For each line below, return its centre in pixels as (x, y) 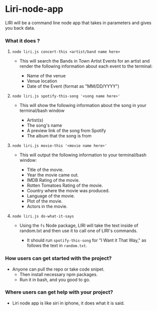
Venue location (42, 81)
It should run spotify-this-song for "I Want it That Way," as (87, 241)
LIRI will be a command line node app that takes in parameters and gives (78, 23)
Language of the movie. (51, 196)
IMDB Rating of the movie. (53, 180)
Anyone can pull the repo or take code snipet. (58, 269)
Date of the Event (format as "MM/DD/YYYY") (73, 86)
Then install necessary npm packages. (59, 274)
